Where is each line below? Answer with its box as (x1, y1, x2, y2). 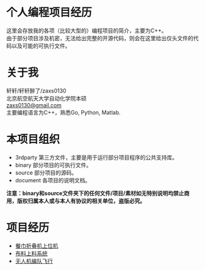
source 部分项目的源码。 (15, 169, 77, 176)
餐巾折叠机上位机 (15, 242, 59, 249)
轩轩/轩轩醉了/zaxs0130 (6, 87, 67, 94)
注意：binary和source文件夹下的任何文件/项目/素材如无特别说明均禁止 (6, 190, 184, 197)
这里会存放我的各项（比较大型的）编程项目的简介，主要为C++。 (6, 27, 167, 34)
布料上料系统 (15, 249, 48, 257)
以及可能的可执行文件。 (11, 42, 71, 49)
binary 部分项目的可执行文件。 (15, 161, 92, 168)
